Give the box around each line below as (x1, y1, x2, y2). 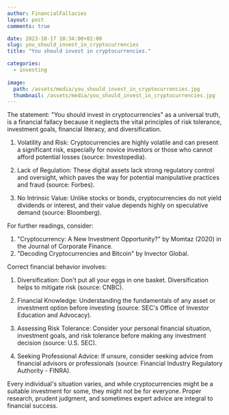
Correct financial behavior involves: (7, 263, 107, 271)
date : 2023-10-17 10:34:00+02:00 (7, 35, 103, 42)
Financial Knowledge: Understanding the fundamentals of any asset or (16, 297, 216, 305)
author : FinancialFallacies (7, 10, 87, 17)
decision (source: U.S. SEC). (16, 339, 97, 347)
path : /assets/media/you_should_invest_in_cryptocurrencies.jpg (13, 85, 200, 92)
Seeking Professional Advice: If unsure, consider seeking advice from (16, 352, 213, 360)
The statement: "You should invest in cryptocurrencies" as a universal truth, (7, 111, 221, 119)
